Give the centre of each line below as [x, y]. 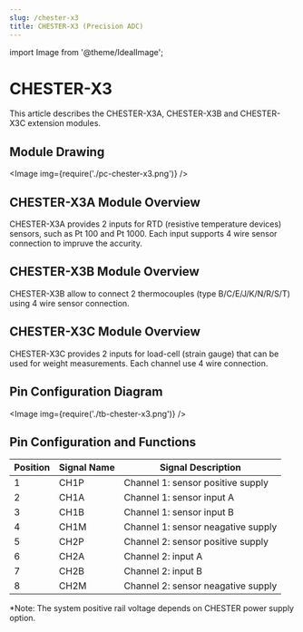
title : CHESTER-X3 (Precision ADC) [77, 26]
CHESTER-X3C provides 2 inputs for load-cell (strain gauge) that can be [144, 354]
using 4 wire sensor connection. [69, 303]
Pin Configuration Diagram [86, 392]
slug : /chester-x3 [44, 18]
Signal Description [200, 468]
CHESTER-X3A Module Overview [105, 202]
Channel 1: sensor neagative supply [200, 527]
